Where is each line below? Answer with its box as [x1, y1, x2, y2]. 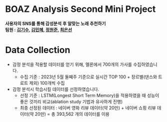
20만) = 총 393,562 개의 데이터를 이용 [34, 111, 110, 117]
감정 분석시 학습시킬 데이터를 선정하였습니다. [12, 86, 100, 92]
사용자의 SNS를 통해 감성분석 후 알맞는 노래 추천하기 [5, 20, 106, 26]
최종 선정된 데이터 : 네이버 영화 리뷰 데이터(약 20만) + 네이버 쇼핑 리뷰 [19, 105, 156, 111]
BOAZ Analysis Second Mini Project [5, 3, 156, 15]
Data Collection [5, 45, 71, 56]
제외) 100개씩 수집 [29, 80, 65, 86]
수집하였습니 [133, 61, 158, 67]
